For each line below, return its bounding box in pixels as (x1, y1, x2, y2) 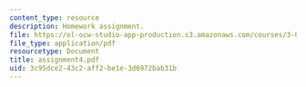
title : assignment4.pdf (9, 55, 100, 64)
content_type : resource (9, 13, 100, 23)
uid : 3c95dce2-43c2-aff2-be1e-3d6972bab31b (9, 64, 178, 73)
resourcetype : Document (9, 47, 100, 56)
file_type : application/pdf (9, 38, 117, 48)
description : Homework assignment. (9, 22, 145, 31)
